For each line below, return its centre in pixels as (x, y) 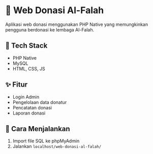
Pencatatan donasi (32, 107)
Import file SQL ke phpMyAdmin (46, 141)
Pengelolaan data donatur (40, 102)
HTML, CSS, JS (29, 68)
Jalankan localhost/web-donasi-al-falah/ (57, 146)
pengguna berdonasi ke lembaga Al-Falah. (50, 29)
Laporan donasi (29, 113)
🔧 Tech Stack (26, 46)
